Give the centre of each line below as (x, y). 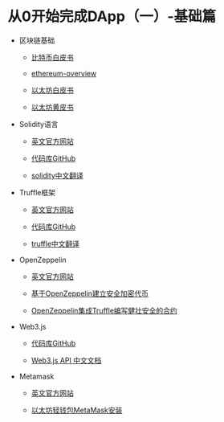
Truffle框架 (37, 192)
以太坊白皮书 (52, 90)
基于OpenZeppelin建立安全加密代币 (90, 293)
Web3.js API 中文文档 (66, 360)
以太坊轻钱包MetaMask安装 (77, 410)
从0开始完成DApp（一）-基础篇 (112, 16)
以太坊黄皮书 (52, 107)
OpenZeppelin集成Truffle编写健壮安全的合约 (104, 310)
